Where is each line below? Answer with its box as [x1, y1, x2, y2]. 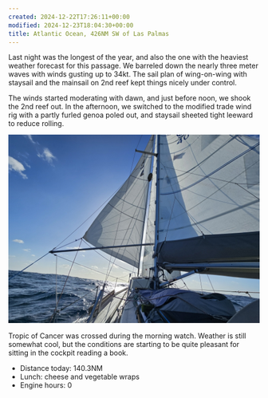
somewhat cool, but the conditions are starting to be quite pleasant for [8, 340, 240, 349]
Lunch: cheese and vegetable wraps [19, 372, 140, 382]
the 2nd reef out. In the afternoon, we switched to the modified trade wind [8, 102, 252, 112]
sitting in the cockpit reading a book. [8, 348, 129, 358]
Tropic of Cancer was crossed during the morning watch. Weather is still [8, 331, 246, 341]
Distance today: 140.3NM [19, 364, 104, 373]
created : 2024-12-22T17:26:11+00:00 [8, 13, 130, 21]
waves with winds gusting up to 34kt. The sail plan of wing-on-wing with [8, 69, 247, 79]
